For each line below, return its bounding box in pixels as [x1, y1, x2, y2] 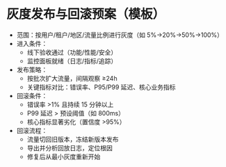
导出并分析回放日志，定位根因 [26, 143, 113, 152]
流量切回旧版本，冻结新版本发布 [26, 135, 119, 143]
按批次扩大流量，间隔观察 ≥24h [26, 74, 118, 82]
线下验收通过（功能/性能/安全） [26, 48, 118, 56]
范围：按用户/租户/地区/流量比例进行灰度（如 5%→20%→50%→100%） [16, 31, 224, 39]
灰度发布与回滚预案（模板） [6, 6, 166, 22]
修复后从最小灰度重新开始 [26, 152, 101, 161]
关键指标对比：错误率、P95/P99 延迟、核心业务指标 [26, 83, 176, 91]
